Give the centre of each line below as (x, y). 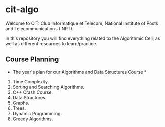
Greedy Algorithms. (33, 119)
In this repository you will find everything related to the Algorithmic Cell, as (83, 38)
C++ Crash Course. (33, 92)
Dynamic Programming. (37, 113)
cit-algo (22, 9)
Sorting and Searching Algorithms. (48, 87)
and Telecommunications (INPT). (39, 28)
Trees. (19, 108)
